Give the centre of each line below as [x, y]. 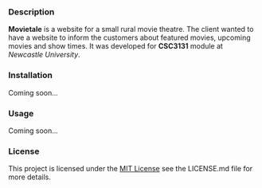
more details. [30, 177]
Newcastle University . [45, 55]
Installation [31, 76]
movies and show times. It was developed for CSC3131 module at [115, 46]
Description [31, 12]
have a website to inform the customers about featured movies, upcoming [129, 37]
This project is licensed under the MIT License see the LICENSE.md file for [131, 169]
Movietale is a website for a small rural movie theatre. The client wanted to [131, 29]
